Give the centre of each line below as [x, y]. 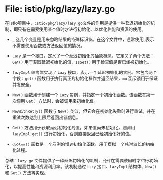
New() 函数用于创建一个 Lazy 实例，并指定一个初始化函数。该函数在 [79, 95]
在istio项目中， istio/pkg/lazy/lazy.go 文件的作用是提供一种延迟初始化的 [78, 23]
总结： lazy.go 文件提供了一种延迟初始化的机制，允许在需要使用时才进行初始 [81, 160]
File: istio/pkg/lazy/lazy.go [60, 9]
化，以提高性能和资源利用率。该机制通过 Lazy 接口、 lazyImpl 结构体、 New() [81, 166]
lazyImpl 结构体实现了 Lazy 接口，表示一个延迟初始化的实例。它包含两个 [84, 72]
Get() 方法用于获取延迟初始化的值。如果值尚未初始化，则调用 [73, 127]
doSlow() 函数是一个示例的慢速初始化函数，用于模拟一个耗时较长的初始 [83, 144]
